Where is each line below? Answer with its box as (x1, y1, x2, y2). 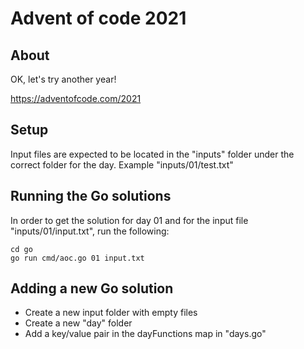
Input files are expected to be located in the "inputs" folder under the (10, 148, 295, 160)
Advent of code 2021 (10, 7, 187, 30)
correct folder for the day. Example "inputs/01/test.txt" (10, 158, 234, 171)
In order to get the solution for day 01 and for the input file (10, 214, 249, 226)
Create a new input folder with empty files (24, 307, 198, 319)
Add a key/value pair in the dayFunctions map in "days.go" (24, 328, 267, 340)
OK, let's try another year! (10, 73, 117, 85)
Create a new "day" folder (24, 317, 133, 329)
